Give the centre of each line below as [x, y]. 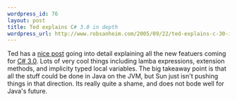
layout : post [26, 20]
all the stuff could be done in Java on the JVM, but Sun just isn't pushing [113, 76]
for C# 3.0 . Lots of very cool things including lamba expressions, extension [116, 61]
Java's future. [28, 91]
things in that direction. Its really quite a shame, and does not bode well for [116, 84]
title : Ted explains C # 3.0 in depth [63, 27]
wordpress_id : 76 [33, 14]
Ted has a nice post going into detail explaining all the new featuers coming [117, 54]
